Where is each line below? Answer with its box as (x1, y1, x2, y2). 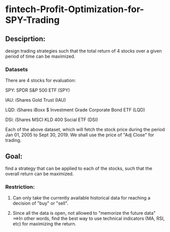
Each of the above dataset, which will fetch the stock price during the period (5, 127, 165, 133)
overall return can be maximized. (5, 171, 74, 177)
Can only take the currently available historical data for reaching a (12, 195, 151, 201)
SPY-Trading (5, 14, 60, 26)
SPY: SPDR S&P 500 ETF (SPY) (5, 87, 70, 93)
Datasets (5, 66, 28, 73)
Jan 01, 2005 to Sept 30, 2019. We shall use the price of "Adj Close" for (5, 132, 154, 138)
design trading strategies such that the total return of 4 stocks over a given (5, 48, 162, 54)
